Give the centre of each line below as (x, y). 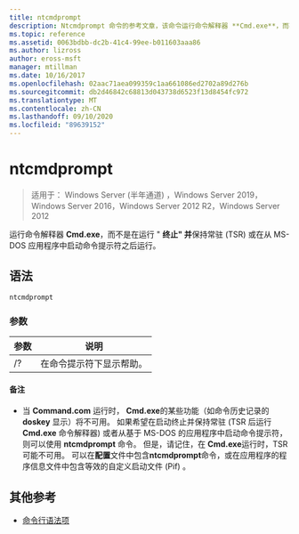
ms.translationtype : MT (53, 100)
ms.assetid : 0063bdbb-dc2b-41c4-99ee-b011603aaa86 (105, 42)
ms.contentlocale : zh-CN (55, 109)
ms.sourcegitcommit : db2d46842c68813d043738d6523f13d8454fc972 (129, 92)
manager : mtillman (43, 68)
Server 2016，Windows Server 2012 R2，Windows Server (174, 206)
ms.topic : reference (48, 34)
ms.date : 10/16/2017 (48, 76)
